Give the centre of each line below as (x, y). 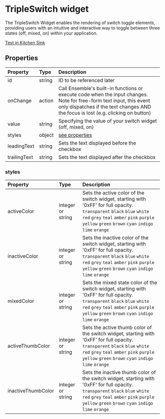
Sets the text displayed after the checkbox (107, 157)
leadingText (21, 146)
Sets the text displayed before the (97, 143)
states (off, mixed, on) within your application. (51, 33)
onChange (20, 100)
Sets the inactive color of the (115, 238)
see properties (75, 135)
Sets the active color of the (113, 193)
